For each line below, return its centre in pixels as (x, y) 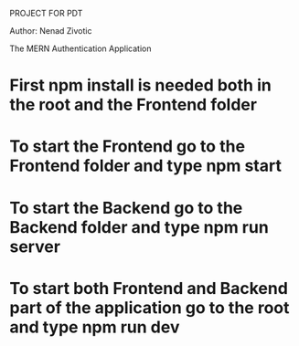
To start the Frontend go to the (127, 147)
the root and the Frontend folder (133, 105)
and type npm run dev (95, 327)
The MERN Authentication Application (80, 48)
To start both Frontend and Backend (149, 288)
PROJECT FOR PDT (46, 13)
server (35, 246)
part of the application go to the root (149, 307)
